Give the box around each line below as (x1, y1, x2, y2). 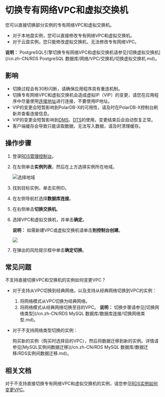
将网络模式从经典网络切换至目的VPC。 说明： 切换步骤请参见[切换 (19, 304, 155, 310)
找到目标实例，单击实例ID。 (12, 185, 70, 191)
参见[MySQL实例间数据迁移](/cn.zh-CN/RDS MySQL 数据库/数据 (12, 344, 144, 350)
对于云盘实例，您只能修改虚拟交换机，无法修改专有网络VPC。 (12, 38, 139, 45)
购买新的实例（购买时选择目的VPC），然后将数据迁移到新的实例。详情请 (12, 338, 159, 344)
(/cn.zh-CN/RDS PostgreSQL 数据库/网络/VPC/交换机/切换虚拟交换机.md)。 (5, 55, 160, 61)
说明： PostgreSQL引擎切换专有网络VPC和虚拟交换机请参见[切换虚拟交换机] (5, 49, 161, 55)
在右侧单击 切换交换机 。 (12, 206, 61, 212)
